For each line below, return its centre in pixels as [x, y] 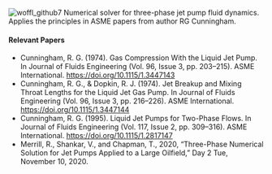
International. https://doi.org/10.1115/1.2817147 [96, 136]
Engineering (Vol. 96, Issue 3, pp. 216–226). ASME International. [127, 101]
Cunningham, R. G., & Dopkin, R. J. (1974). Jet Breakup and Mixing [131, 84]
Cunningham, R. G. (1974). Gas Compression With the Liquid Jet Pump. [139, 58]
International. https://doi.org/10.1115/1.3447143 [97, 75]
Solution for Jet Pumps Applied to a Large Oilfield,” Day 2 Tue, [124, 153]
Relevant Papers [37, 40]
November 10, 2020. [54, 162]
